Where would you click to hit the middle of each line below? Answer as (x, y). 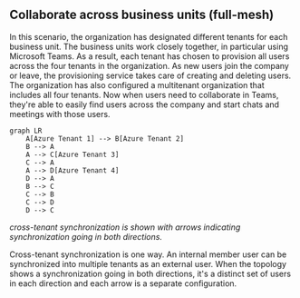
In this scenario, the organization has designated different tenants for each (149, 36)
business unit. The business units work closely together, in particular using (149, 46)
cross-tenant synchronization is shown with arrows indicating (125, 227)
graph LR (26, 131)
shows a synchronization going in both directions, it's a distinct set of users (150, 273)
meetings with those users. (60, 114)
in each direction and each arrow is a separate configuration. (123, 283)
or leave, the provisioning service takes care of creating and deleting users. (150, 75)
